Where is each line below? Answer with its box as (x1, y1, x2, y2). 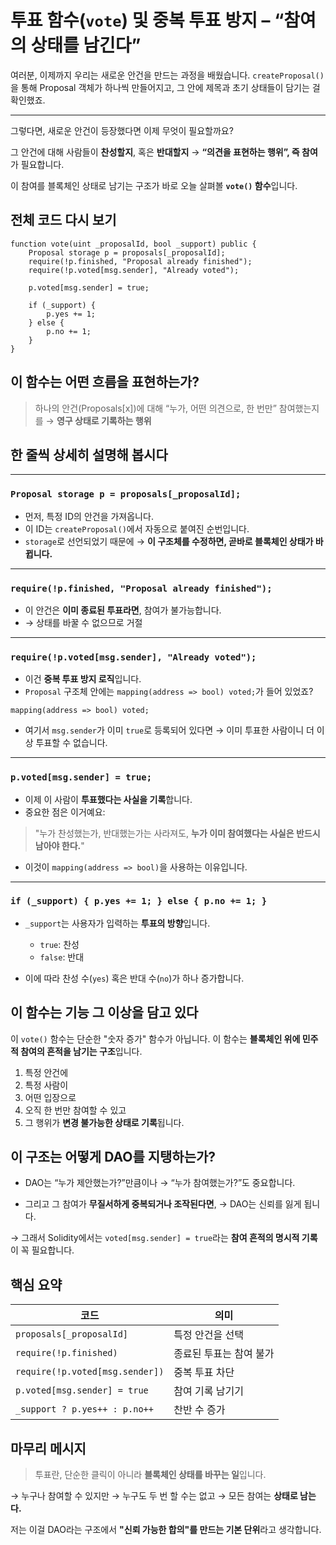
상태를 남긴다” (30, 34, 142, 57)
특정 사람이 (24, 1079, 69, 1091)
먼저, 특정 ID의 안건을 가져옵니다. (24, 510, 154, 522)
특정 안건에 (24, 1066, 69, 1078)
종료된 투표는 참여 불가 (173, 1347, 275, 1361)
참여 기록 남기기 (173, 1384, 244, 1398)
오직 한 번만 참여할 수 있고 (24, 1104, 127, 1116)
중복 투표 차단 (173, 1366, 235, 1380)
